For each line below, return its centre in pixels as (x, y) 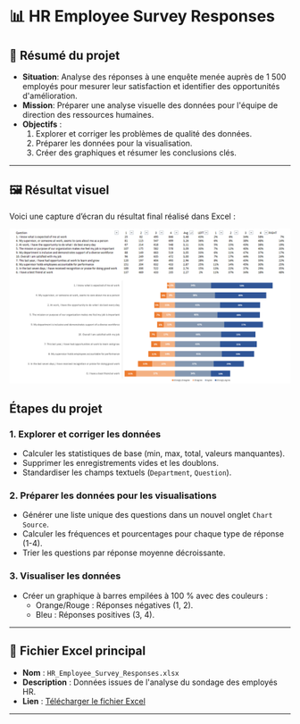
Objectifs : (42, 124)
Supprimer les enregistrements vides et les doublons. (120, 463)
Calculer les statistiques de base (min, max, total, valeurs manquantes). (154, 454)
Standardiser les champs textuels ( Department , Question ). (127, 472)
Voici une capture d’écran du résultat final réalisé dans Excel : (123, 216)
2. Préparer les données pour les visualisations (113, 495)
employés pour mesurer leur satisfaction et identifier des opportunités (151, 86)
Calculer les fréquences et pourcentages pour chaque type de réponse (153, 534)
